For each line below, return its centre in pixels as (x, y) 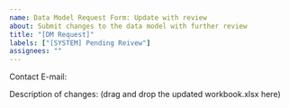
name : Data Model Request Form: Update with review (108, 18)
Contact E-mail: (38, 76)
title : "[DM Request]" (52, 34)
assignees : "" (36, 51)
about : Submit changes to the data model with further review (128, 26)
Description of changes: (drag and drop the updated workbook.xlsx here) (145, 94)
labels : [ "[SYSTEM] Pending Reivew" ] (80, 43)
